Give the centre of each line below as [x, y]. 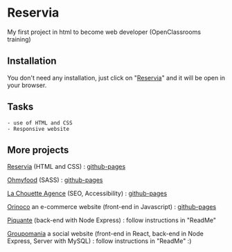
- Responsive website [38, 129]
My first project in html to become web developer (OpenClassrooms [104, 32]
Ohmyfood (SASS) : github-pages [55, 180]
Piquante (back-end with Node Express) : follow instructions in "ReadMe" [112, 220]
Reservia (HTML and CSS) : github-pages [66, 167]
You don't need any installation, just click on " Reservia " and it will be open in [116, 78]
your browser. [27, 85]
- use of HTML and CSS [40, 123]
